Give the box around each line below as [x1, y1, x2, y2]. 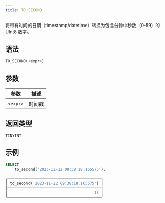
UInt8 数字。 [5, 29, 32, 35]
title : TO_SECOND [5, 7, 42, 13]
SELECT [5, 162, 19, 167]
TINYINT [5, 133, 22, 138]
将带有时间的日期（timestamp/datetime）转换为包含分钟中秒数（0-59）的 [5, 22, 160, 28]
